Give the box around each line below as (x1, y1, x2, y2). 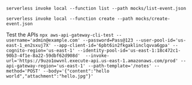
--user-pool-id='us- (135, 38, 186, 43)
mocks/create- (135, 16, 170, 22)
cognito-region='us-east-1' (6, 47, 76, 53)
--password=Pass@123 (82, 38, 134, 43)
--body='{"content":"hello (43, 68, 110, 74)
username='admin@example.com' (6, 38, 81, 43)
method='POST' (6, 68, 41, 74)
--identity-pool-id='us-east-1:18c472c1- (77, 47, 181, 53)
